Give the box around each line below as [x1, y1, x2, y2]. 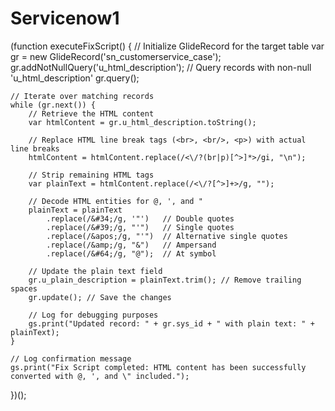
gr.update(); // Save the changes [28, 292, 172, 302]
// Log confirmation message [10, 353, 132, 364]
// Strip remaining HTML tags [28, 170, 155, 180]
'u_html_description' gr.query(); [10, 72, 140, 84]
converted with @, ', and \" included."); [10, 371, 190, 381]
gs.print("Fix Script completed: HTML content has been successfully [10, 362, 307, 372]
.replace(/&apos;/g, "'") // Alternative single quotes [46, 231, 288, 241]
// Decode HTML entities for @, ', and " [28, 196, 203, 206]
